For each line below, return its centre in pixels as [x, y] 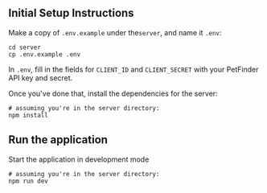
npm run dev [28, 181]
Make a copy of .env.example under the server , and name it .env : [115, 32]
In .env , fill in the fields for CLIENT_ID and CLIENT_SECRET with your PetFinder [133, 69]
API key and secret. [41, 78]
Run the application [58, 140]
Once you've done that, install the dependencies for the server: [113, 93]
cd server [25, 47]
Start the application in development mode [79, 159]
